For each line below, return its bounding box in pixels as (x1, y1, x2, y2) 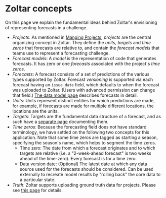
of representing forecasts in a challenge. (5, 24, 88, 30)
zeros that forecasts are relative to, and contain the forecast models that (12, 45, 160, 51)
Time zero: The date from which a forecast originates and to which (19, 145, 156, 151)
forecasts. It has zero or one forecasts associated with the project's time (12, 61, 160, 66)
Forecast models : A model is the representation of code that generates (12, 55, 157, 61)
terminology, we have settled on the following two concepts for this (12, 129, 150, 135)
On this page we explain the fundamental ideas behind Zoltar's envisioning (5, 19, 157, 25)
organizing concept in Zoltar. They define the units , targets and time (12, 39, 151, 45)
